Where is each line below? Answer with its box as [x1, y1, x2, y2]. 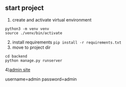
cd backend [5, 54, 27, 59]
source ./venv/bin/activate [5, 30, 63, 36]
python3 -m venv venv [5, 26, 50, 31]
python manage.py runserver [5, 58, 63, 63]
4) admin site [5, 66, 30, 72]
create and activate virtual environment [12, 17, 92, 22]
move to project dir [12, 44, 50, 50]
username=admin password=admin [5, 76, 77, 82]
